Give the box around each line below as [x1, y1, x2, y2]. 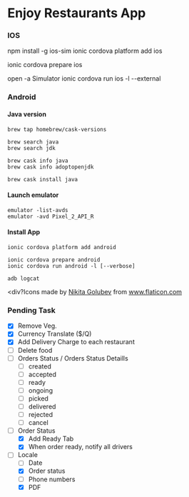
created [28, 362, 51, 371]
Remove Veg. [17, 321, 57, 330]
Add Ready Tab [28, 434, 74, 443]
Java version [7, 110, 46, 119]
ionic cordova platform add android [7, 244, 116, 251]
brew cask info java [7, 157, 69, 164]
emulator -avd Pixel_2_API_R [7, 213, 94, 220]
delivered [28, 402, 56, 411]
